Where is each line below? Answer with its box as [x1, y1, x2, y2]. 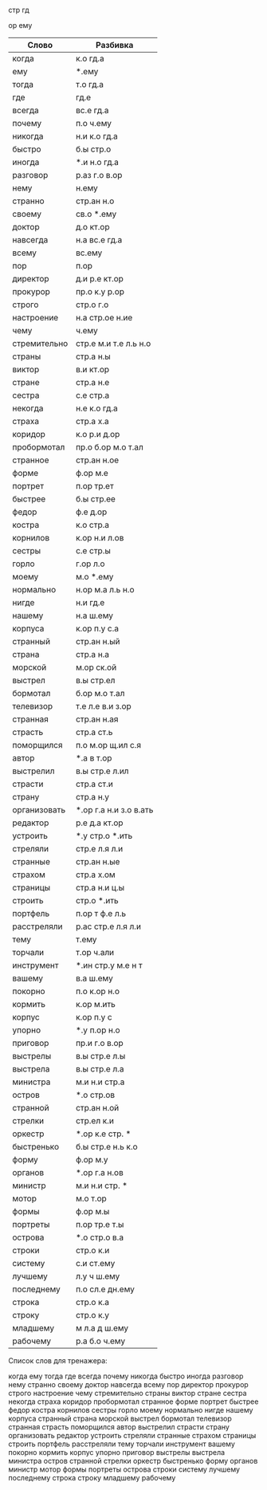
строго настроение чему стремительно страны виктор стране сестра [8, 1389, 247, 1398]
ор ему [8, 21, 33, 29]
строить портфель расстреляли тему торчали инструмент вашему [8, 1439, 235, 1449]
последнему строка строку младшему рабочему [8, 1473, 176, 1482]
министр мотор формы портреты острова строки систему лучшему [8, 1464, 241, 1474]
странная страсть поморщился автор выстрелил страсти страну [8, 1422, 230, 1432]
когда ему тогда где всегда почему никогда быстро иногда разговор [8, 1371, 244, 1381]
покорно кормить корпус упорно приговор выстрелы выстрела [8, 1448, 226, 1457]
